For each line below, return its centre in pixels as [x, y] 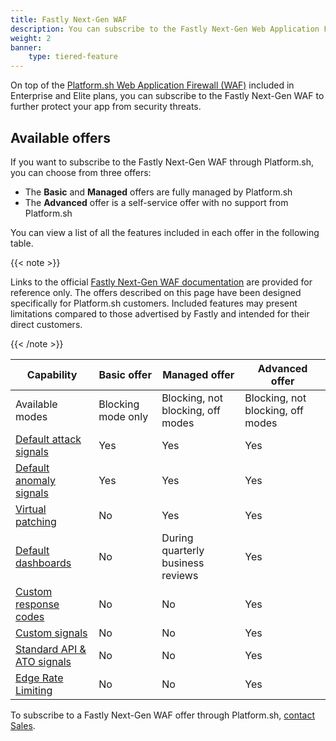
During [177, 538]
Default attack [48, 439]
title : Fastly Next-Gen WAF [69, 19]
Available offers [60, 137]
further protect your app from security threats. [106, 107]
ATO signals [43, 661]
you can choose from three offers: [81, 172]
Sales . [23, 725]
